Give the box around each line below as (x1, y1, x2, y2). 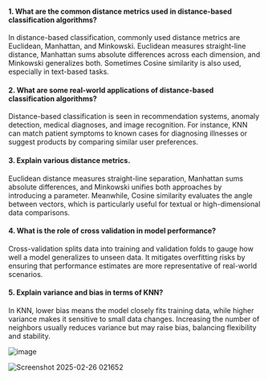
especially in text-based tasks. (8, 67, 110, 76)
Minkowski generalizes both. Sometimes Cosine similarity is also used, (8, 59, 242, 68)
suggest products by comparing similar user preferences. (8, 137, 199, 147)
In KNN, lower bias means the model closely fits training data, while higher (8, 306, 254, 316)
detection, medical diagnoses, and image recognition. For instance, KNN (8, 120, 248, 130)
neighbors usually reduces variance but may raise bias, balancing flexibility (8, 323, 257, 332)
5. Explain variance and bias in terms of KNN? (8, 287, 164, 297)
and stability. (8, 332, 51, 341)
